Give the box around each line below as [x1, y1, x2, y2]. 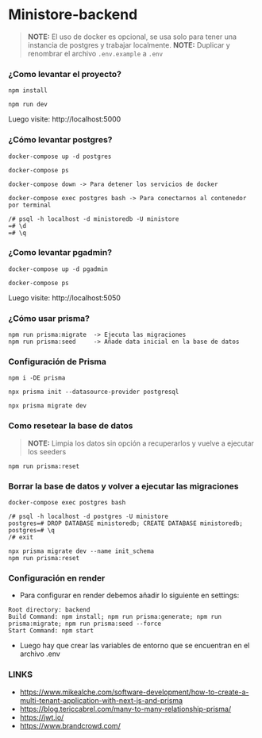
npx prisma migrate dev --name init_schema [8, 547, 155, 555]
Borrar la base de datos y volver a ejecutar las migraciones [8, 481, 239, 492]
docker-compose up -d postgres [8, 153, 112, 160]
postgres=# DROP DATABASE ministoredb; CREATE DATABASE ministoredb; [8, 520, 244, 527]
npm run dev [8, 101, 48, 109]
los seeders [27, 446, 67, 456]
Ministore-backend [8, 6, 138, 24]
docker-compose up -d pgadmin [8, 265, 109, 273]
